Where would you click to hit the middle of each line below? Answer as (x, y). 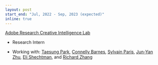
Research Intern (28, 42)
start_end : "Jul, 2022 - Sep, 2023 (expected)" (55, 14)
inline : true (18, 19)
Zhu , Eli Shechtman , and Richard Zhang (52, 57)
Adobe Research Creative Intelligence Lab (48, 33)
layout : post (18, 10)
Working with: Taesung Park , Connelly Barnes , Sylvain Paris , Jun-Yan (83, 52)
